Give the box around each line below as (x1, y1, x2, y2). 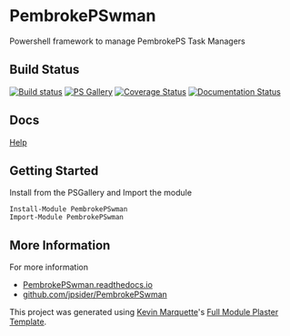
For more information (9, 261, 89, 273)
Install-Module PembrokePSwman (9, 205, 128, 214)
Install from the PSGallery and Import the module (9, 188, 193, 199)
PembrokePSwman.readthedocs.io (22, 280, 153, 290)
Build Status (9, 62, 80, 77)
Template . (9, 316, 47, 328)
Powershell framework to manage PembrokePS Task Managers (9, 36, 245, 46)
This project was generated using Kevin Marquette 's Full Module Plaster (9, 307, 279, 318)
